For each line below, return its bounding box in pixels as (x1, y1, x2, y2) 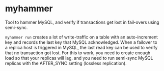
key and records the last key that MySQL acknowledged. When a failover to (5, 39, 158, 45)
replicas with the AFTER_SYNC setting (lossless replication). (5, 60, 127, 66)
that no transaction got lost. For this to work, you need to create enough (5, 50, 151, 56)
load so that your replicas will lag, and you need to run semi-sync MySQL (5, 55, 153, 61)
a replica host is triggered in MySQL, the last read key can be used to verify (5, 44, 158, 50)
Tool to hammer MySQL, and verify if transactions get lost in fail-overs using (5, 19, 160, 25)
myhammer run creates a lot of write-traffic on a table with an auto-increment (5, 34, 158, 40)
